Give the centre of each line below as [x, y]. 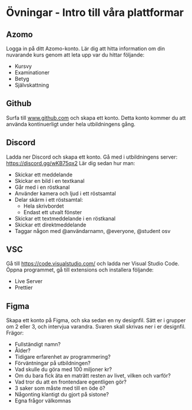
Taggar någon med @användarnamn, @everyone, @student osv [92, 231]
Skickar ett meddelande [43, 175]
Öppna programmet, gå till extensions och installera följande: [80, 270]
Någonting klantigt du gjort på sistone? [62, 395]
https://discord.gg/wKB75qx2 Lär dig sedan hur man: [71, 163]
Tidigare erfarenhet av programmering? [62, 357]
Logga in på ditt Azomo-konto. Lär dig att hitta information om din [85, 48]
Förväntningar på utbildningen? [52, 363]
